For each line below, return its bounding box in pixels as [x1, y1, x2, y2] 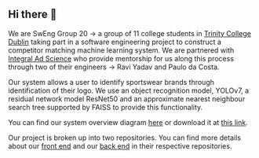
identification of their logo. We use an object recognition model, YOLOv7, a [8, 86, 250, 95]
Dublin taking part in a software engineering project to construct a [8, 37, 222, 46]
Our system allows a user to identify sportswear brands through [8, 77, 214, 86]
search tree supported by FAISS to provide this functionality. [8, 102, 203, 112]
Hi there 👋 [8, 8, 57, 21]
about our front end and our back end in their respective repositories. [8, 141, 232, 150]
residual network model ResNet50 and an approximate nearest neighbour [8, 94, 246, 103]
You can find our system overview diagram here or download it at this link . [8, 117, 249, 127]
